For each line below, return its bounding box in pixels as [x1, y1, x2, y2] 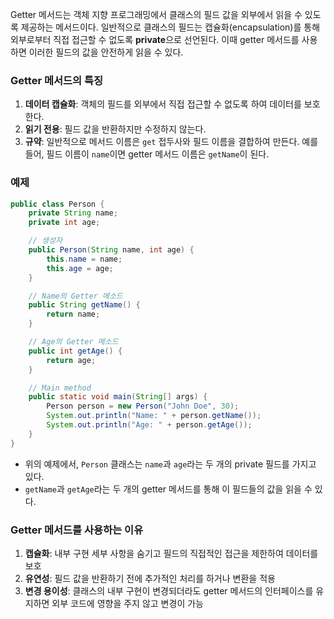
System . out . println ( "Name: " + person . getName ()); [46, 411, 262, 421]
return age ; [46, 355, 97, 365]
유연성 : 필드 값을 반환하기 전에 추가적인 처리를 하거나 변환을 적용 [24, 573, 276, 585]
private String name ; [28, 208, 118, 218]
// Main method [28, 383, 92, 393]
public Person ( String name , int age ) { [28, 245, 195, 255]
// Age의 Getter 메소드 [28, 337, 119, 347]
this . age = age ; [46, 263, 114, 273]
